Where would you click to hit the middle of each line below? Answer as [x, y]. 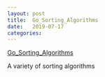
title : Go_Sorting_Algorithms [53, 20]
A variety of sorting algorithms [51, 66]
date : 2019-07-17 [36, 26]
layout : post [26, 14]
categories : [24, 33]
